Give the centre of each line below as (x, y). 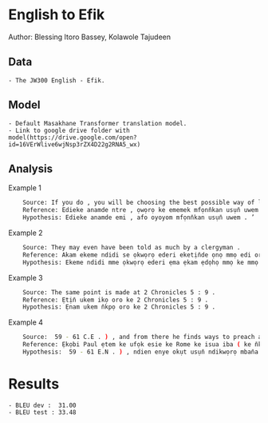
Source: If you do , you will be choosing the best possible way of (139, 203)
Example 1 (25, 188)
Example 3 (26, 277)
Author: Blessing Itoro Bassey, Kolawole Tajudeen (90, 37)
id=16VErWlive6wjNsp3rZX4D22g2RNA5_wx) (75, 144)
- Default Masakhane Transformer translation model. (98, 123)
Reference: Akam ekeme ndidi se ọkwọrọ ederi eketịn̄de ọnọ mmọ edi (137, 255)
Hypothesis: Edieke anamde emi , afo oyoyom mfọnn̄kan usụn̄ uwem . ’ (139, 217)
